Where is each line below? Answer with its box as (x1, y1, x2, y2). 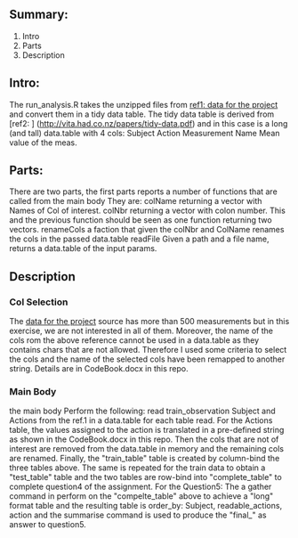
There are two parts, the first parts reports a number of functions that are (9, 186, 278, 197)
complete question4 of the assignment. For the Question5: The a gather (9, 481, 272, 493)
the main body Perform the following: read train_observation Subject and (9, 405, 276, 417)
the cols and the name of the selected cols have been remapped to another (9, 354, 286, 364)
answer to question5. (9, 519, 86, 530)
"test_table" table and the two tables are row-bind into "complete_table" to (9, 472, 282, 483)
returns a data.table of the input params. (9, 243, 157, 254)
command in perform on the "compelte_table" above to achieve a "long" (9, 491, 274, 501)
